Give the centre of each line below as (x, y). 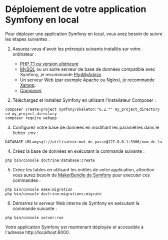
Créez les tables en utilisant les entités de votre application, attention (83, 169)
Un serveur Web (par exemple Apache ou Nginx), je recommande (87, 80)
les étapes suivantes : (27, 39)
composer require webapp (31, 118)
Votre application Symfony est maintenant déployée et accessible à (74, 227)
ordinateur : (24, 54)
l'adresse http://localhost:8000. (37, 232)
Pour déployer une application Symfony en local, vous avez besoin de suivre (84, 34)
